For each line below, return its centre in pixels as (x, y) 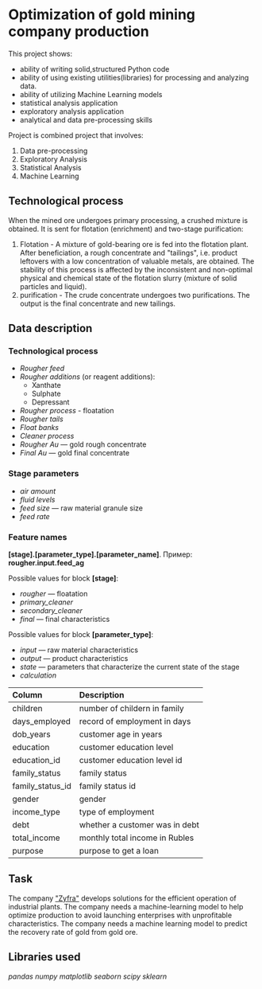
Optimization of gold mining (102, 15)
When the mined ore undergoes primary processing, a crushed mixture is (128, 220)
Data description (50, 328)
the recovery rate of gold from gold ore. (73, 932)
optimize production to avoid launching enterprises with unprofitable (120, 915)
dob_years (31, 734)
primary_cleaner (46, 602)
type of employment (117, 812)
